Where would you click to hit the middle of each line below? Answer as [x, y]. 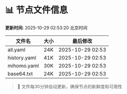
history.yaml [22, 58]
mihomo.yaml [23, 65]
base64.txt [20, 73]
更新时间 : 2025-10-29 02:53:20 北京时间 [46, 28]
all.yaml [17, 50]
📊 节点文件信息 [37, 10]
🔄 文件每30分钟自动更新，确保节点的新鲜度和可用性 [70, 86]
